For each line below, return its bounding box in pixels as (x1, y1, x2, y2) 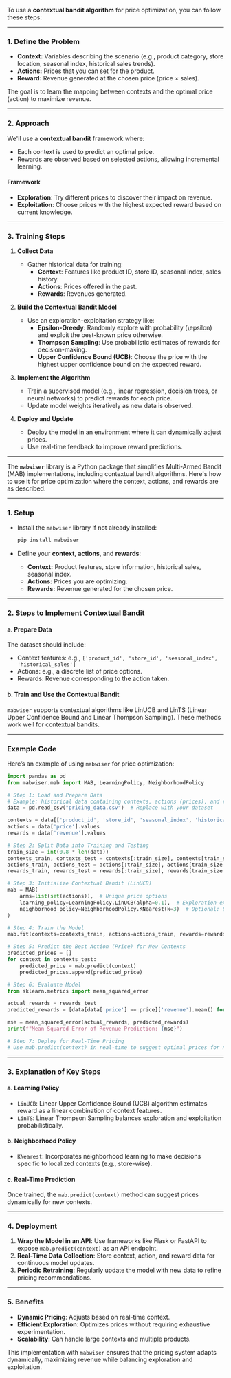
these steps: (7, 13, 43, 21)
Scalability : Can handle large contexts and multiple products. (16, 1335, 191, 1343)
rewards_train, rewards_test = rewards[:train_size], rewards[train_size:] (7, 868, 229, 874)
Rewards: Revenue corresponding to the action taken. (16, 674, 170, 683)
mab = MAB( (7, 887, 38, 894)
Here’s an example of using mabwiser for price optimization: (7, 760, 175, 768)
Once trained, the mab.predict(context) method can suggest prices (7, 1190, 199, 1199)
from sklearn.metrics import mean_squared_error (7, 987, 149, 995)
